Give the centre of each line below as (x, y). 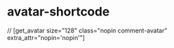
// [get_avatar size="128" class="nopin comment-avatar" (87, 30)
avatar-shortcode (58, 12)
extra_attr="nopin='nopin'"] (46, 37)
